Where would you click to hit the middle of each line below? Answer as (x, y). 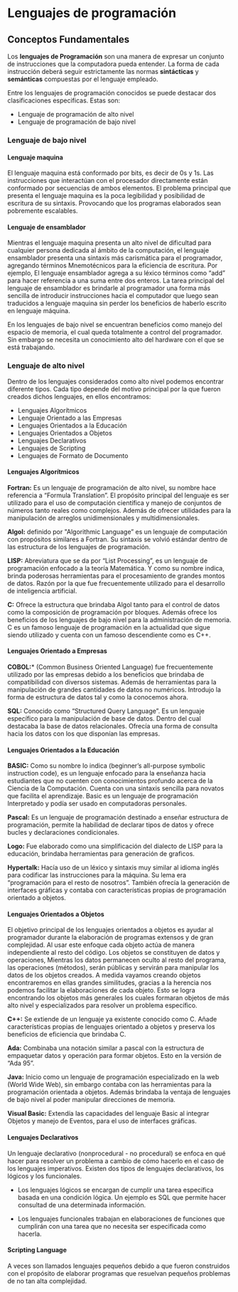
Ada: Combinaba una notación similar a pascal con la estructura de (106, 1048)
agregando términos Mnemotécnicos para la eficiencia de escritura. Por (113, 265)
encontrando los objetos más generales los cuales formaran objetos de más (118, 998)
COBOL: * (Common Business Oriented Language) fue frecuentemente (110, 667)
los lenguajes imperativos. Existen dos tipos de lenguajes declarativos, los (116, 1168)
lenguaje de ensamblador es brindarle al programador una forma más (109, 288)
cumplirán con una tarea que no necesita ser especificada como (112, 1226)
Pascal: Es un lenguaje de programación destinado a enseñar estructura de (118, 817)
